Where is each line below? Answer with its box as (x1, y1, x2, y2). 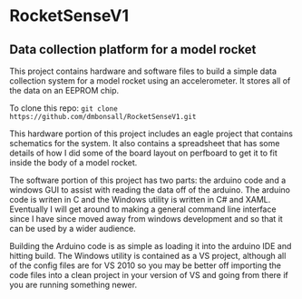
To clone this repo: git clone (9, 103, 118, 114)
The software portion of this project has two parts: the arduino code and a (9, 174, 287, 185)
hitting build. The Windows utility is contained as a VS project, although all (9, 251, 287, 261)
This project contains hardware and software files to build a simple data (9, 65, 278, 76)
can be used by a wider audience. (9, 224, 136, 234)
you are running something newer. (9, 279, 138, 290)
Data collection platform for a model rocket (9, 42, 257, 57)
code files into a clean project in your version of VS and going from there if (9, 270, 288, 280)
